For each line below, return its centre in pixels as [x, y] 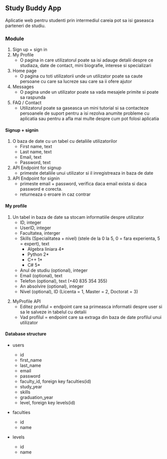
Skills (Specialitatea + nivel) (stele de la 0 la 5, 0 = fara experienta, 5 [90, 238]
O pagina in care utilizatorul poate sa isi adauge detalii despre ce [86, 60]
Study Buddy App [33, 8]
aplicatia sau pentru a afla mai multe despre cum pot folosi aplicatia [89, 119]
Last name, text [36, 152]
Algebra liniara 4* [46, 249]
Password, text [35, 163]
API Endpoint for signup [37, 168]
